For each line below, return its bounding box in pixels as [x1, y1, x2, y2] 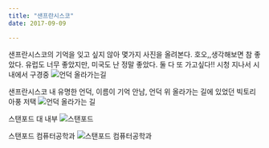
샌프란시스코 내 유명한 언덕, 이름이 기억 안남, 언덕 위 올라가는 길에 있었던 [8, 86, 235, 97]
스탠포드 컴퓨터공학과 [8, 130, 75, 141]
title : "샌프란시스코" [8, 11, 75, 20]
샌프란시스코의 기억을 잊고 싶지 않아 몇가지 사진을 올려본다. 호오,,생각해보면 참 [8, 49, 253, 59]
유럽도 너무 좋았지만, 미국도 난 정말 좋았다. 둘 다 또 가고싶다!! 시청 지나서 [25, 60, 251, 69]
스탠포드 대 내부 [8, 113, 59, 123]
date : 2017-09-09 [8, 19, 67, 27]
